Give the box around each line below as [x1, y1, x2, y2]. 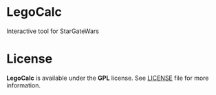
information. [6, 81, 41, 89]
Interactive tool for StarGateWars [6, 27, 99, 35]
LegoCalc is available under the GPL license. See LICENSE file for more [6, 74, 209, 82]
